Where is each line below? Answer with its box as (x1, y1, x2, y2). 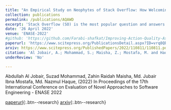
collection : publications (5, 12, 60, 17)
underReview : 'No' (5, 54, 44, 60)
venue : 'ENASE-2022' (5, 31, 49, 36)
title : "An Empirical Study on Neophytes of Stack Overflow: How (5, 7, 147, 13)
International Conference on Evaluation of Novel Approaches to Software (5, 84, 158, 90)
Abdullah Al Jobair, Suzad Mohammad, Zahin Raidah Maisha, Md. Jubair (5, 73, 157, 79)
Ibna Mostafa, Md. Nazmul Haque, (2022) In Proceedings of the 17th (5, 78, 149, 85)
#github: (5, 36, 24, 41)
